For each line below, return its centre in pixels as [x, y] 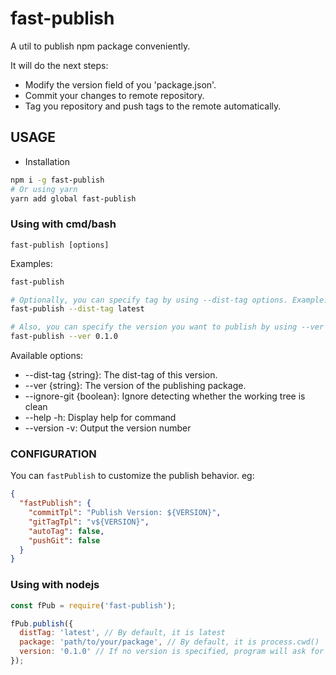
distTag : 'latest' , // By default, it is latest [122, 633]
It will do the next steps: [59, 65]
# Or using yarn [44, 189]
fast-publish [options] [60, 245]
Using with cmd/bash [63, 224]
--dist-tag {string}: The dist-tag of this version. [121, 375]
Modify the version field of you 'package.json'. [120, 84]
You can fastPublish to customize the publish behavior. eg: [132, 476]
